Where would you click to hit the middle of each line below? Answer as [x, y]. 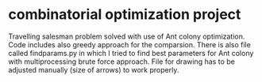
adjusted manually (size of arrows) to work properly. [94, 69]
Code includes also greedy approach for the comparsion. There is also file [130, 44]
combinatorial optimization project [125, 15]
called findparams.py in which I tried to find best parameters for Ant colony [131, 53]
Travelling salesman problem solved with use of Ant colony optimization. [127, 36]
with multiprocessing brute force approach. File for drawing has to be [122, 61]
